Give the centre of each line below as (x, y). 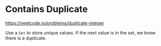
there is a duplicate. (26, 38)
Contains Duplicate (46, 9)
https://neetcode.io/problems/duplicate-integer (55, 23)
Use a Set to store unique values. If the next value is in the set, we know (80, 32)
